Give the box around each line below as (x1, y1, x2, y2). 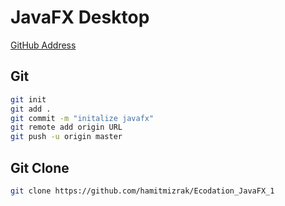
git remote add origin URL (10, 122, 123, 133)
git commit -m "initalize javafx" (10, 113, 155, 123)
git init (10, 94, 47, 105)
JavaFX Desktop (10, 6, 150, 29)
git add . (10, 104, 52, 114)
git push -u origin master (10, 132, 123, 142)
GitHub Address (10, 39, 77, 51)
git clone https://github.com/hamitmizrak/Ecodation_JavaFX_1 (10, 186, 275, 196)
